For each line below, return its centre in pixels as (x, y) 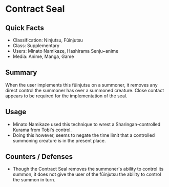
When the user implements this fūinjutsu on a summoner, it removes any (81, 85)
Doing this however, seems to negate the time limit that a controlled (84, 135)
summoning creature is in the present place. (59, 140)
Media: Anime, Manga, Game (43, 56)
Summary (21, 72)
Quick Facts (25, 28)
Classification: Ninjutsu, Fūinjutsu (48, 40)
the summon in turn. (34, 180)
